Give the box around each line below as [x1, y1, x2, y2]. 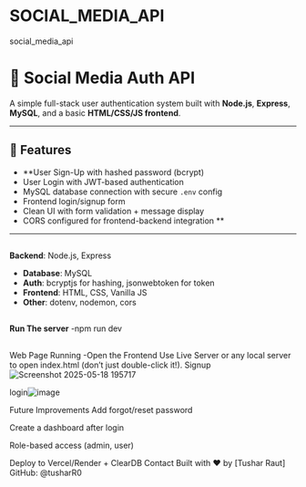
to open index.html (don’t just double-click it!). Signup [9, 359, 211, 370]
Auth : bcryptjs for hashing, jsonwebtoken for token [22, 277, 216, 288]
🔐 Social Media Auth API [9, 67, 196, 88]
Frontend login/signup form [22, 195, 126, 206]
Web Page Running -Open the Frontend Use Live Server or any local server [9, 349, 291, 360]
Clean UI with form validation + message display [22, 205, 205, 216]
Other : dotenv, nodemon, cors [22, 297, 137, 308]
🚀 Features [9, 142, 72, 158]
